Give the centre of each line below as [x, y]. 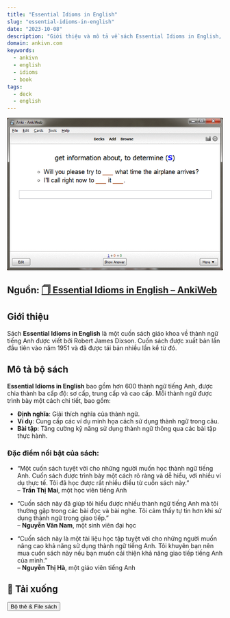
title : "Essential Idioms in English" [62, 14]
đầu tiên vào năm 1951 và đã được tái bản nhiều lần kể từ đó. [92, 348]
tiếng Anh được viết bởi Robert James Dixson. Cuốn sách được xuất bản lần [114, 341]
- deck [23, 94]
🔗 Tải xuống [33, 589]
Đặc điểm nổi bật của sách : [53, 454]
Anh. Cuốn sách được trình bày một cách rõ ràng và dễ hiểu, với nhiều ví [119, 475]
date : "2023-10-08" [35, 29]
